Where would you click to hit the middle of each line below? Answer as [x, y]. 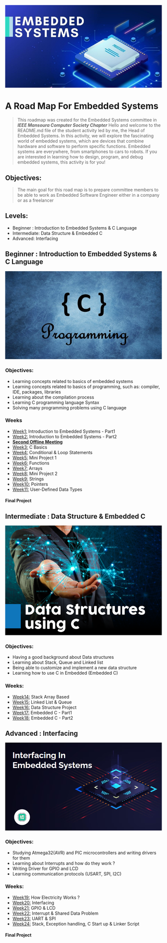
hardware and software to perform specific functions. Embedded [84, 147]
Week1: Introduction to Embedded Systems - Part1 [64, 431]
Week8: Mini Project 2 [35, 473]
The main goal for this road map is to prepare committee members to [88, 190]
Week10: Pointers [30, 484]
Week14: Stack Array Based [41, 697]
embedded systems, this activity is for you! [61, 162]
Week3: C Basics [30, 447]
